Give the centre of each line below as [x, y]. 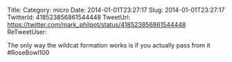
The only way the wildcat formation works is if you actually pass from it [109, 45]
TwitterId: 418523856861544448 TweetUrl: [69, 17]
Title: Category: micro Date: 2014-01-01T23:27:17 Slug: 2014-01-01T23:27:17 [116, 10]
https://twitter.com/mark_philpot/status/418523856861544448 [97, 24]
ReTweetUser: [27, 32]
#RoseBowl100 [28, 52]
